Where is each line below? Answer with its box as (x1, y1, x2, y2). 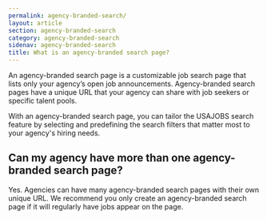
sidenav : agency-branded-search (8, 41, 116, 49)
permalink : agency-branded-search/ (8, 11, 127, 20)
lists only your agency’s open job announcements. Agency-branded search (8, 79, 256, 88)
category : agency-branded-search (8, 33, 120, 42)
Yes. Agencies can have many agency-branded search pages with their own (8, 185, 260, 194)
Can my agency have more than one (8, 151, 191, 165)
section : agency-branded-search (8, 26, 116, 34)
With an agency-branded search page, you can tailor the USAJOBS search (8, 111, 254, 120)
